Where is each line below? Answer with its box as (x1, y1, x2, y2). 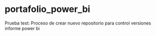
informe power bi (4, 25, 40, 31)
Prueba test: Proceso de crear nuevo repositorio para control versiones (4, 20, 151, 26)
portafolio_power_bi (4, 3, 90, 15)
